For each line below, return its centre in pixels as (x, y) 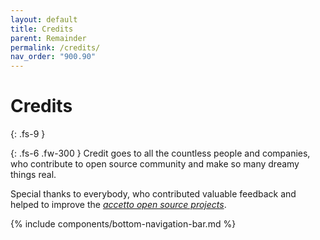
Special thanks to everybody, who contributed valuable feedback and (153, 194)
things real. (33, 175)
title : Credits (42, 29)
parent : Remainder (48, 38)
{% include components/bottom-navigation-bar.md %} (123, 224)
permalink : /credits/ (55, 47)
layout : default (44, 19)
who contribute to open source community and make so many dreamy (155, 164)
